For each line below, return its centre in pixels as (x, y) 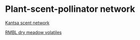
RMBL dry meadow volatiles (34, 32)
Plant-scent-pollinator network (70, 9)
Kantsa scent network (27, 23)
